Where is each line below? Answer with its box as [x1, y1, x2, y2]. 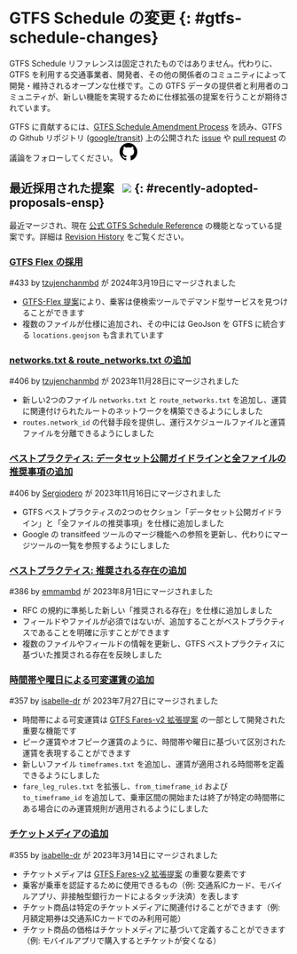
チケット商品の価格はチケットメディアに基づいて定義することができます [21, 924, 286, 934]
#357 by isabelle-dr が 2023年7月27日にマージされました [9, 696, 219, 706]
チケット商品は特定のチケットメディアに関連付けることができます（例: [21, 902, 281, 912]
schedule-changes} [9, 28, 160, 48]
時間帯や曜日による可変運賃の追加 [9, 673, 155, 686]
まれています [117, 330, 164, 340]
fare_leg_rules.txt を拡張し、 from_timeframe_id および [21, 781, 229, 791]
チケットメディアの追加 [9, 828, 109, 840]
